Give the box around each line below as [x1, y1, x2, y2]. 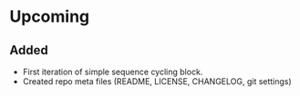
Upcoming [9, 6, 90, 27]
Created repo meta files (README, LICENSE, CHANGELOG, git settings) [22, 76, 292, 87]
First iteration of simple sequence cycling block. [22, 66, 203, 77]
